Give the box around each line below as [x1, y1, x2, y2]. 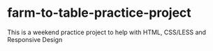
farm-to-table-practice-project [7, 5, 192, 21]
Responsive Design [7, 35, 63, 43]
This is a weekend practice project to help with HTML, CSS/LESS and [7, 28, 207, 36]
